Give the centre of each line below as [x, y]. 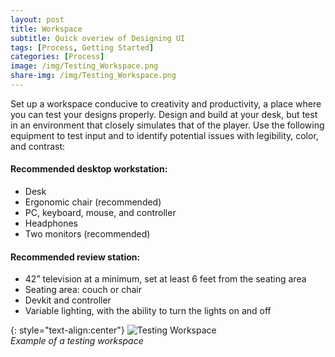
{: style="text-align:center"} [67, 330]
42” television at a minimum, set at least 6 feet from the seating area [165, 279]
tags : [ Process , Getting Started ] [82, 47]
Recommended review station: [75, 257]
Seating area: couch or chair [83, 290]
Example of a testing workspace [77, 341]
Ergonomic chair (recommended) [93, 202]
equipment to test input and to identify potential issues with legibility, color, [164, 135]
